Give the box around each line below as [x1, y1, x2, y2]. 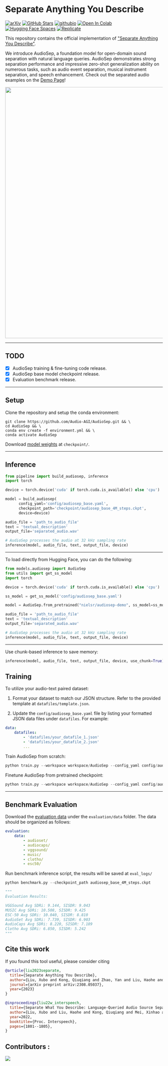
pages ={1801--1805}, [9, 1024, 52, 1029]
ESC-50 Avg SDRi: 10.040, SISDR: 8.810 [5, 912, 88, 917]
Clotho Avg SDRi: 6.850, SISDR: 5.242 [5, 926, 86, 931]
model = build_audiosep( [5, 496, 57, 502]
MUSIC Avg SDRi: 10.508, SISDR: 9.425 [5, 908, 86, 913]
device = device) [18, 510, 50, 515]
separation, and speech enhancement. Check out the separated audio [5, 71, 149, 77]
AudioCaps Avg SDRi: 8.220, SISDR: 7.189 [5, 922, 93, 927]
